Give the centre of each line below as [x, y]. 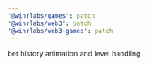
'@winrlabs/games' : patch [51, 16]
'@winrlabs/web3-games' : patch [60, 31]
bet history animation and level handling [74, 54]
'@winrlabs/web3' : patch [49, 23]
